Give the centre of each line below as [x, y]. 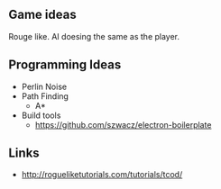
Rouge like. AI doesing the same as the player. [94, 36]
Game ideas [43, 15]
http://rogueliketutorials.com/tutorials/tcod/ [102, 175]
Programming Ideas [65, 65]
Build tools [41, 115]
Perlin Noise [44, 86]
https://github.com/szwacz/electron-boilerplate [123, 124]
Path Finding [45, 96]
